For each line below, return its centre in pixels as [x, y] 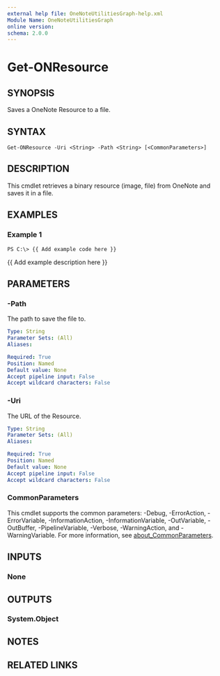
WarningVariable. [32, 535]
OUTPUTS [30, 599]
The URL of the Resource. [44, 416]
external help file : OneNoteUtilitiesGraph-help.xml [85, 14]
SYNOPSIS [31, 93]
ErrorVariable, [27, 520]
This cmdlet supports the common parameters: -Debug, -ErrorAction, [107, 513]
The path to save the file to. [47, 319]
